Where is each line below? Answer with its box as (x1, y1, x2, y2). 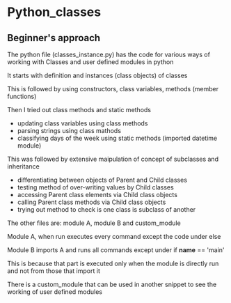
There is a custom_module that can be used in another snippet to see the (7, 280, 217, 288)
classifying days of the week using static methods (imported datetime (17, 134, 218, 142)
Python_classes (7, 4, 102, 20)
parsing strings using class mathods (17, 127, 122, 134)
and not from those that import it (7, 267, 101, 275)
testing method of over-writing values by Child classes (17, 183, 174, 192)
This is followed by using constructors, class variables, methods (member (7, 85, 219, 93)
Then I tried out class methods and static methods (7, 106, 152, 114)
